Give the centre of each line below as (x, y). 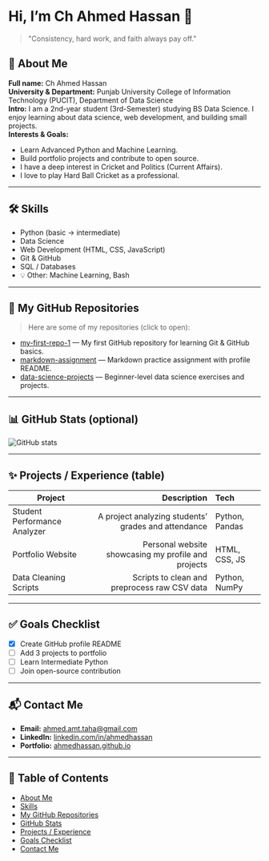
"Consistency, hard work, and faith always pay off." (112, 38)
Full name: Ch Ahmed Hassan (58, 83)
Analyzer (29, 531)
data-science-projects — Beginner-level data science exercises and (132, 377)
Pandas (229, 526)
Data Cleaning (39, 578)
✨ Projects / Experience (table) (87, 475)
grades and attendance (164, 526)
